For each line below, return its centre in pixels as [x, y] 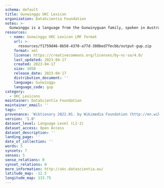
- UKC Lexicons [25, 96]
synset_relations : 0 [26, 164]
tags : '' [14, 110]
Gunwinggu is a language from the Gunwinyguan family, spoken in [77, 28]
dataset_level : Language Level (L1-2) [44, 123]
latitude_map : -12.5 [26, 174]
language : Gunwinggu [35, 82]
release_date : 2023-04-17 [40, 73]
